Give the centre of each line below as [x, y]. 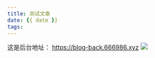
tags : [15, 27]
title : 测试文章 [29, 14]
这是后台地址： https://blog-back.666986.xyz [73, 48]
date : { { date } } [33, 20]
